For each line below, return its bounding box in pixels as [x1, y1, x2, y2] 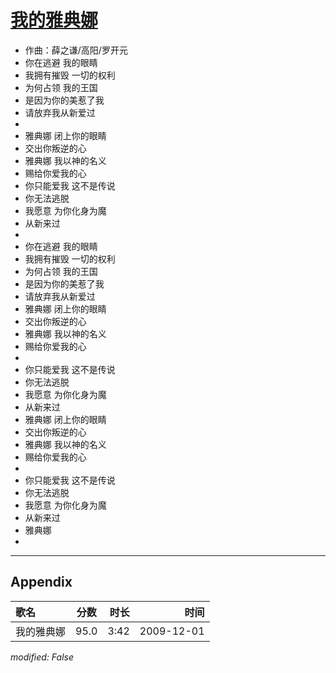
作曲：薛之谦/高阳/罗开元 [24, 44, 128, 56]
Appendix [10, 574, 73, 591]
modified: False [10, 651, 75, 663]
